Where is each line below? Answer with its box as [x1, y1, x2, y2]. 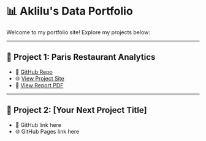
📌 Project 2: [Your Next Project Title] [6, 105, 147, 115]
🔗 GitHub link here [15, 121, 61, 128]
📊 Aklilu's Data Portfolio [6, 4, 133, 18]
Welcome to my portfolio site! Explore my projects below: [6, 28, 150, 36]
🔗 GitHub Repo [15, 68, 53, 76]
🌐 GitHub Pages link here [15, 128, 80, 135]
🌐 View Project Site [15, 74, 64, 82]
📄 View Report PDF [15, 81, 64, 89]
